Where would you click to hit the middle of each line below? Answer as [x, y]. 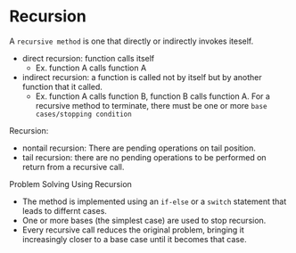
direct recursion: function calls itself [88, 58]
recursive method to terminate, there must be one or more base [151, 105]
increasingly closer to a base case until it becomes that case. [134, 239]
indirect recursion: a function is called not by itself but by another [142, 77]
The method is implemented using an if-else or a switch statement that [154, 201]
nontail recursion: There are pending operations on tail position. [139, 148]
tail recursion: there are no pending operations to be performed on [144, 157]
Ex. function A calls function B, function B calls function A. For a [152, 96]
